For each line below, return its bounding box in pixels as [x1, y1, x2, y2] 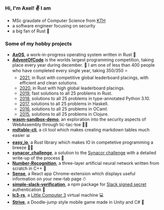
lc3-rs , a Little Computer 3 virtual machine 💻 [12, 192, 104, 198]
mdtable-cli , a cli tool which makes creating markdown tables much [12, 127, 150, 132]
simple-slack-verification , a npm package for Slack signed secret [12, 181, 147, 187]
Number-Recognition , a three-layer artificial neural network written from [12, 160, 160, 166]
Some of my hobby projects [5, 40, 72, 47]
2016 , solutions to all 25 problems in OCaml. [19, 105, 109, 112]
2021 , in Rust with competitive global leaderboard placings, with [19, 75, 149, 80]
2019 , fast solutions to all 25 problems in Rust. [19, 90, 113, 96]
